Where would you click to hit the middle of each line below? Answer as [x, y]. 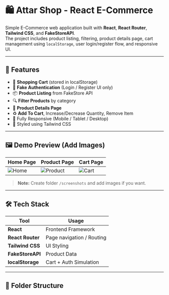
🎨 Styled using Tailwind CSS [42, 124]
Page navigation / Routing [76, 237]
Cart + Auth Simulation [72, 262]
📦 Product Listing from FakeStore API [53, 93]
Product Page [58, 162]
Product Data [61, 254]
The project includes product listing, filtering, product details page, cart [79, 38]
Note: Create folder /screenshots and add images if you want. [82, 183]
